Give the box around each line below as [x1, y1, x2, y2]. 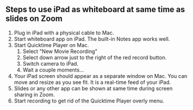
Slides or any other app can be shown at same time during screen [13, 84, 173, 92]
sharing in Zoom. [13, 91, 55, 98]
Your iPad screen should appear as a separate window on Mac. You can [13, 72, 188, 79]
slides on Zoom [5, 14, 63, 24]
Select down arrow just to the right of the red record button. [22, 54, 167, 61]
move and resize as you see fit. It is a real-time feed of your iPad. [13, 79, 171, 86]
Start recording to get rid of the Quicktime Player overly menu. [13, 97, 164, 104]
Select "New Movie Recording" [22, 48, 98, 55]
